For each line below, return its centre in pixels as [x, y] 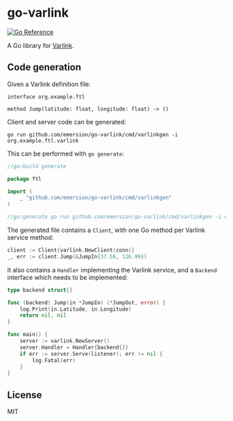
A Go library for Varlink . [41, 45]
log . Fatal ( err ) [54, 360]
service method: [31, 237]
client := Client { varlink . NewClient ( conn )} [71, 250]
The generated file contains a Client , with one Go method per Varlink [106, 230]
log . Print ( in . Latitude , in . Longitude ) [76, 309]
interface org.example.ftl [46, 97]
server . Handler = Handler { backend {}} [74, 347]
